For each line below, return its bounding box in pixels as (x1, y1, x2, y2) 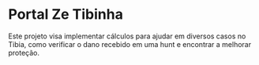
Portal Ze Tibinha (8, 5, 124, 23)
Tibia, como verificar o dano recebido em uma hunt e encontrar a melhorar (8, 39, 251, 49)
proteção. (8, 48, 40, 57)
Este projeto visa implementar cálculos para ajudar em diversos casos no (8, 31, 246, 41)
